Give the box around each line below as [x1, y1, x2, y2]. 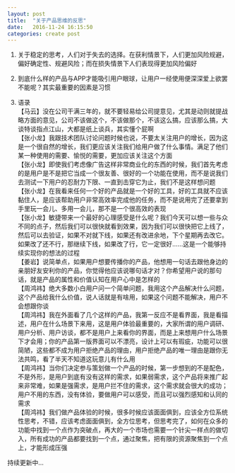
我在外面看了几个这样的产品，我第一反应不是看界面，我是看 [48, 311, 222, 319]
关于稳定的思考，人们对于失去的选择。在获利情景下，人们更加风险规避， [17, 50, 228, 59]
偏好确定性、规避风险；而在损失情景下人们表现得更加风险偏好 [17, 59, 198, 68]
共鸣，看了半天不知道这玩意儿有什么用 [23, 355, 135, 363]
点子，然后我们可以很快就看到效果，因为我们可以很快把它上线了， [36, 222, 228, 231]
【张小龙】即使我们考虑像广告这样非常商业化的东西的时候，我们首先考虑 [17, 160, 228, 169]
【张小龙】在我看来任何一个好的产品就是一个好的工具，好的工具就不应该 [17, 187, 228, 195]
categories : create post [7, 30, 80, 38]
